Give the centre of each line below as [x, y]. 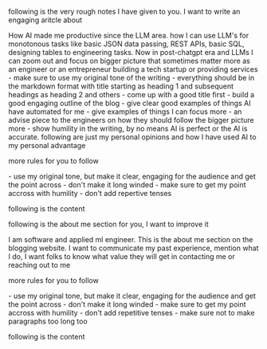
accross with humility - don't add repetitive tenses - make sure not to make [132, 313]
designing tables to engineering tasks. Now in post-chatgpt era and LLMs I [131, 52]
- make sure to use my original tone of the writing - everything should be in [132, 78]
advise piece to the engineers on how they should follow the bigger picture [131, 120]
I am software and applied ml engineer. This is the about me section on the [131, 239]
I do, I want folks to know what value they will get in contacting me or [122, 257]
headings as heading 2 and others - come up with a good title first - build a [132, 94]
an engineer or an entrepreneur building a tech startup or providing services [133, 69]
